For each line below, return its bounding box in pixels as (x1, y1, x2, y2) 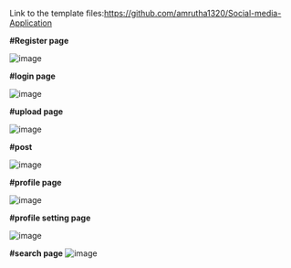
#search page (9, 248, 64, 259)
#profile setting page (9, 212, 91, 223)
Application (9, 17, 53, 28)
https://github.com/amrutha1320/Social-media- (103, 8, 282, 18)
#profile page (9, 177, 62, 188)
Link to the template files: (9, 8, 105, 18)
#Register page (9, 36, 69, 46)
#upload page (9, 106, 64, 117)
